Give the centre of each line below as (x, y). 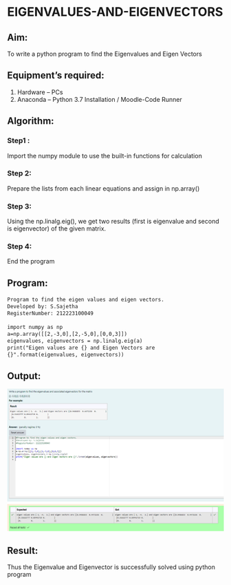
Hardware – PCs (40, 92)
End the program (31, 262)
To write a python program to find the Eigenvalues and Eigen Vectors (105, 54)
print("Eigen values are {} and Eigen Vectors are (81, 348)
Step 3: (20, 206)
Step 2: (20, 173)
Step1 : (19, 140)
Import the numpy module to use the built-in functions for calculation (105, 156)
